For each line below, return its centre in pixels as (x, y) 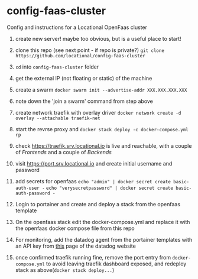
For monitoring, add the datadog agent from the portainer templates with (104, 239)
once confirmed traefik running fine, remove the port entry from (93, 257)
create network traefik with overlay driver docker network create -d (98, 112)
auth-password (33, 193)
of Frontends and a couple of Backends (63, 152)
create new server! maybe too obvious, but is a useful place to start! (98, 38)
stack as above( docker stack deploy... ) (65, 270)
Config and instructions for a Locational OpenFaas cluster (77, 27)
